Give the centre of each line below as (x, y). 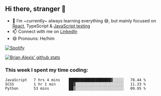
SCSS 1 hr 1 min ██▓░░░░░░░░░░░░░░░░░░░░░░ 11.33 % (76, 84)
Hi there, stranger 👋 (36, 9)
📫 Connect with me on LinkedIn (45, 31)
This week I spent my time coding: (47, 70)
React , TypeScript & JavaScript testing (51, 26)
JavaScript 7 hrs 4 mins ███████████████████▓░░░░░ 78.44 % (76, 80)
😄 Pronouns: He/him (33, 38)
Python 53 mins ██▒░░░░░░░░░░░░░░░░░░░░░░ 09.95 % (76, 89)
